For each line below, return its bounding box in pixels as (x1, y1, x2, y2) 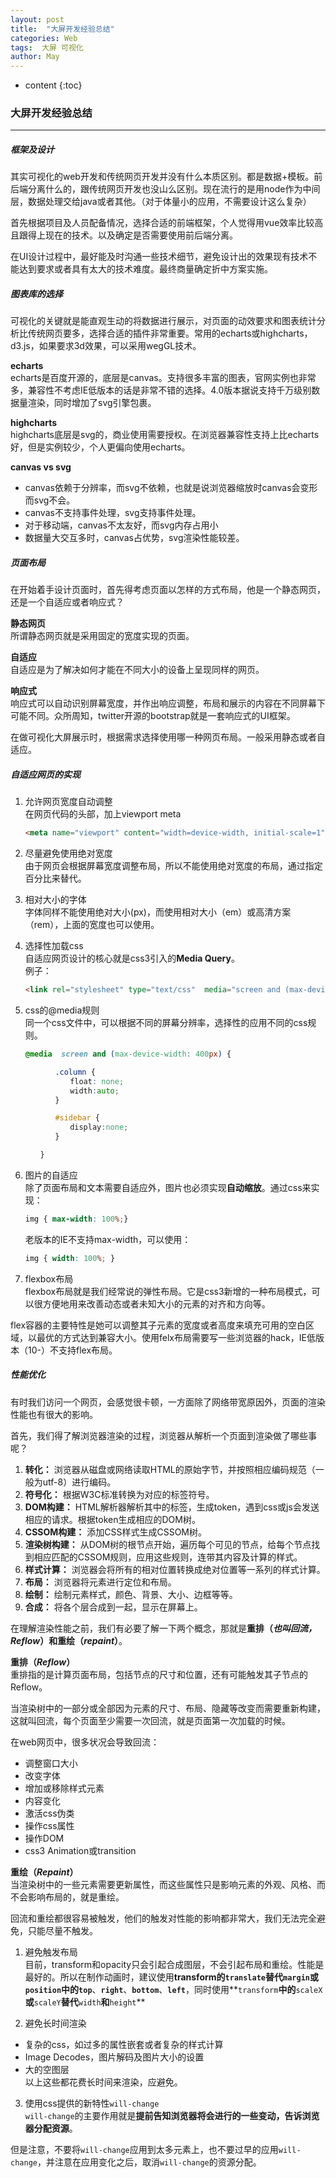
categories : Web (10, 33, 78, 43)
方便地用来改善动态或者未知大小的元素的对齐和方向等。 (42, 1297, 271, 1310)
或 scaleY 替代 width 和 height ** (24, 1996, 146, 2008)
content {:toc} (24, 79, 83, 91)
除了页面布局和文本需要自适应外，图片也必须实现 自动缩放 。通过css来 (24, 1181, 312, 1193)
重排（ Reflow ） (10, 1656, 76, 1668)
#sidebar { (54, 1113, 100, 1123)
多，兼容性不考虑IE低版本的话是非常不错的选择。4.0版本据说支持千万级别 (10, 384, 312, 396)
